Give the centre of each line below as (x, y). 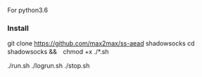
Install (18, 28)
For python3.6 (27, 10)
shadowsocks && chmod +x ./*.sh (58, 52)
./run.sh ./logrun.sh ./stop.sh (49, 66)
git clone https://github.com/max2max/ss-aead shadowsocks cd (101, 43)
